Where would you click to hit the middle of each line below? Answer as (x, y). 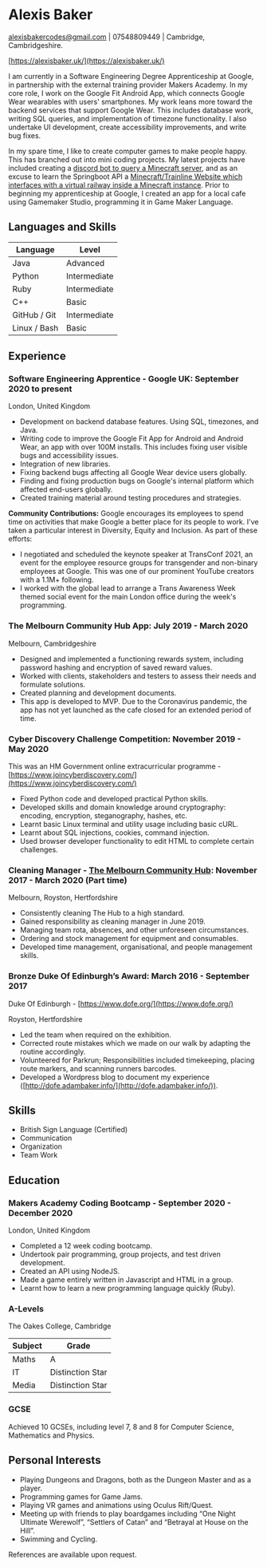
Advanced (86, 263)
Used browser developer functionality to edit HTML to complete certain (137, 841)
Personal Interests (55, 1460)
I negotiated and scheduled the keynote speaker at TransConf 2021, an (136, 554)
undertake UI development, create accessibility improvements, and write (128, 127)
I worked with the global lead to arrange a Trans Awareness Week (128, 588)
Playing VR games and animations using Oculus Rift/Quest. (116, 1505)
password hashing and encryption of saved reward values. (116, 667)
